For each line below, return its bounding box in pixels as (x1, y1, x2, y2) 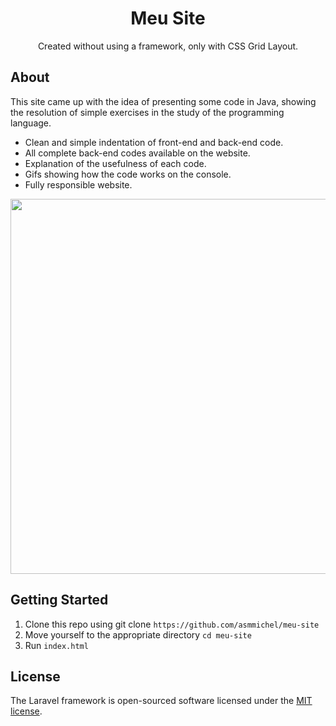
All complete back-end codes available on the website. (24, 147, 251, 159)
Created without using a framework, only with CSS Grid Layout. (37, 40, 299, 52)
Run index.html (24, 639, 89, 651)
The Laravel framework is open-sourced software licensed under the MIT (10, 695, 313, 707)
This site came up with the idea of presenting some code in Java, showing (10, 95, 317, 107)
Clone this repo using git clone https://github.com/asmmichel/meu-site (24, 618, 320, 630)
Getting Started (10, 592, 109, 609)
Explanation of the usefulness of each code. (24, 157, 207, 169)
